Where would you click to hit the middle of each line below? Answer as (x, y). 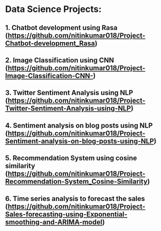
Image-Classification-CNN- (49, 76)
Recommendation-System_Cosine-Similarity (76, 182)
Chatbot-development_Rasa (50, 43)
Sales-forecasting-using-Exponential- (66, 214)
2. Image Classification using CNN (59, 60)
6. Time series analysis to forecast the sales (75, 198)
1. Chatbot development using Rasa (61, 28)
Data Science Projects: (53, 9)
